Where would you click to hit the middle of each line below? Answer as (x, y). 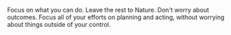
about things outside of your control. (59, 24)
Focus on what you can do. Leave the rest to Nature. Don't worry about (108, 10)
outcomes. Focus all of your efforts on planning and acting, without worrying (116, 17)
